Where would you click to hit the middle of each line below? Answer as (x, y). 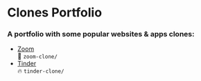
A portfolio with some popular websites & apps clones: (101, 34)
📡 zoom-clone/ (37, 56)
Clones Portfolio (55, 13)
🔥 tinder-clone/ (41, 71)
